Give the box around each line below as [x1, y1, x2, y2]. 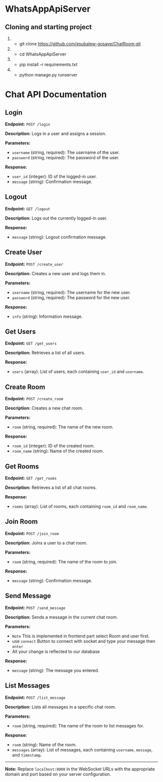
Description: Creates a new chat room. [5, 405, 83, 411]
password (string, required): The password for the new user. [12, 295, 131, 300]
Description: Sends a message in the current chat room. [5, 614, 118, 620]
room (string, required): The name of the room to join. [12, 559, 118, 564]
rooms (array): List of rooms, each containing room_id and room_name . [12, 503, 148, 509]
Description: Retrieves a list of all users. [5, 350, 86, 356]
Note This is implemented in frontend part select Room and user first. [12, 633, 150, 639]
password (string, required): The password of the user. [12, 155, 120, 160]
